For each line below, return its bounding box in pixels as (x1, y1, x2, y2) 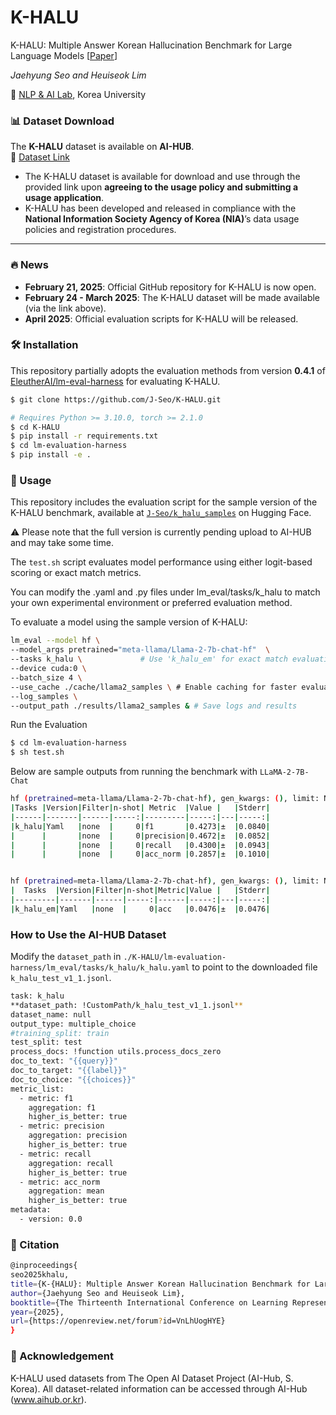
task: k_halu (10, 991, 65, 1001)
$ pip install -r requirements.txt (10, 431, 159, 441)
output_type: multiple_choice (10, 1019, 137, 1029)
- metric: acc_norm (19, 1177, 101, 1187)
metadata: (10, 1205, 52, 1215)
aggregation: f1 (28, 1102, 97, 1113)
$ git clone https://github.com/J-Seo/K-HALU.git (10, 394, 222, 405)
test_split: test (10, 1037, 83, 1048)
